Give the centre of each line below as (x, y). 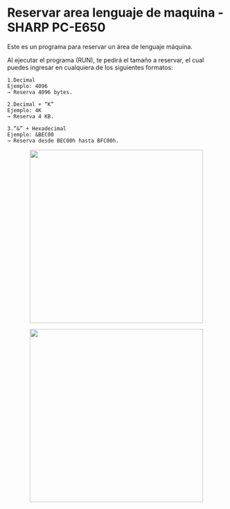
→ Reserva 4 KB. (30, 116)
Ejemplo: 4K (24, 110)
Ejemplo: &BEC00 (30, 134)
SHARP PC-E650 (56, 27)
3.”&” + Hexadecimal (37, 128)
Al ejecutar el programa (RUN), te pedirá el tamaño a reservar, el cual (106, 60)
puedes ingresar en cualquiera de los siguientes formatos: (90, 67)
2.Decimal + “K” (30, 104)
